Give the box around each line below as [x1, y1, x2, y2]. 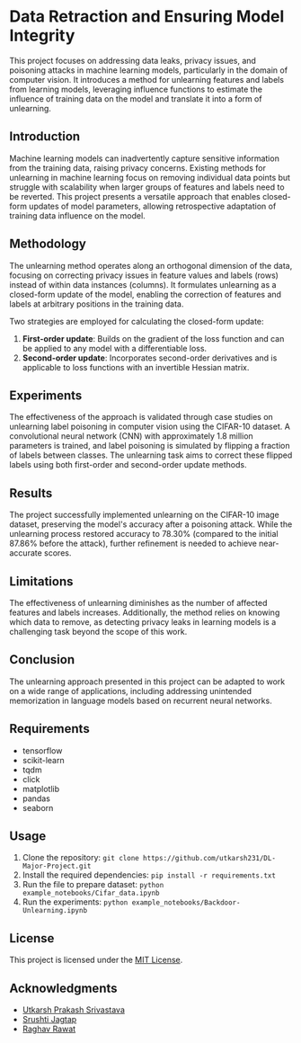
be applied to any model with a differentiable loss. [22, 343, 208, 353]
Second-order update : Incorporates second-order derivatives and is [22, 352, 278, 363]
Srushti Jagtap [22, 1014, 77, 1025]
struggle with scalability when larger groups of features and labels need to [9, 182, 285, 192]
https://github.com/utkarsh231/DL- [142, 854, 277, 863]
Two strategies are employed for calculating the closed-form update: [9, 316, 264, 326]
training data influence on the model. [9, 209, 146, 221]
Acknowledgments [9, 980, 119, 995]
